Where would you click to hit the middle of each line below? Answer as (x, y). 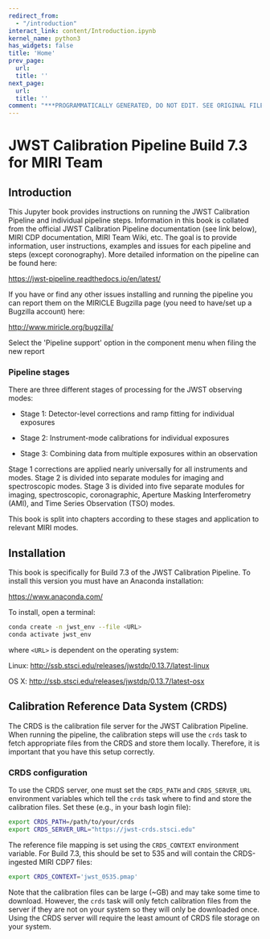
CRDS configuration (48, 772)
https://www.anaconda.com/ (55, 596)
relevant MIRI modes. (43, 528)
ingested (23, 862)
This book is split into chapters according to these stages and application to (134, 519)
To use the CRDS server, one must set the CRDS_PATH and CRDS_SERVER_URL (130, 790)
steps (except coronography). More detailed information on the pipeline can (134, 255)
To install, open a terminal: (52, 613)
